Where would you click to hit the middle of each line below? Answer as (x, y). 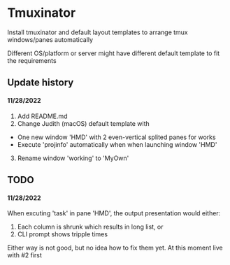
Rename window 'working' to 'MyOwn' (73, 158)
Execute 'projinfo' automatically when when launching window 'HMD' (117, 144)
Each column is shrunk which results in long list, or (90, 227)
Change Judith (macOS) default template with (84, 123)
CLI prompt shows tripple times (63, 234)
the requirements (32, 60)
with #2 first (24, 255)
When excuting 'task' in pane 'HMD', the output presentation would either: (114, 213)
